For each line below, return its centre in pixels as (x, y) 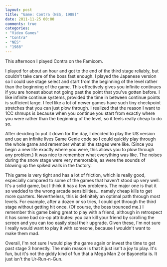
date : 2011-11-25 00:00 (30, 19)
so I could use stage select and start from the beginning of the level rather (81, 81)
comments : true (21, 24)
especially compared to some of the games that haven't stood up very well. (83, 180)
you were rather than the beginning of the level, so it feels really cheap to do (83, 118)
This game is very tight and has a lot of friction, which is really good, (76, 175)
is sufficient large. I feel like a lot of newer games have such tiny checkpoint (83, 102)
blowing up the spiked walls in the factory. (49, 165)
